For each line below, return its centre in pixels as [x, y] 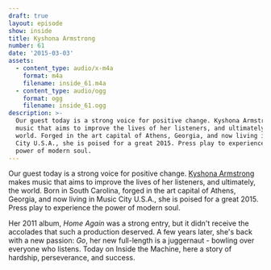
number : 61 [27, 46]
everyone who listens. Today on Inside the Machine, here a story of [120, 249]
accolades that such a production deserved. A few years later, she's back [130, 232]
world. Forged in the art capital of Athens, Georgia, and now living [137, 135]
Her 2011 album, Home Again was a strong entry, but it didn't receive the [129, 223]
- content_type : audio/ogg [61, 91]
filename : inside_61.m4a [65, 83]
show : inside [30, 31]
